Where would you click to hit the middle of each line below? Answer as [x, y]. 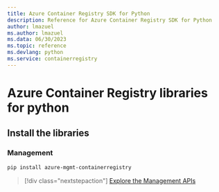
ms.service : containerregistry [52, 59]
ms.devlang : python [35, 53]
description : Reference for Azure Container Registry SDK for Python [110, 20]
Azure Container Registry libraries [107, 93]
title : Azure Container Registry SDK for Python [79, 14]
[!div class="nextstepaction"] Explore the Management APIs [110, 180]
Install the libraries [49, 133]
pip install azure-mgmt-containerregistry [69, 167]
